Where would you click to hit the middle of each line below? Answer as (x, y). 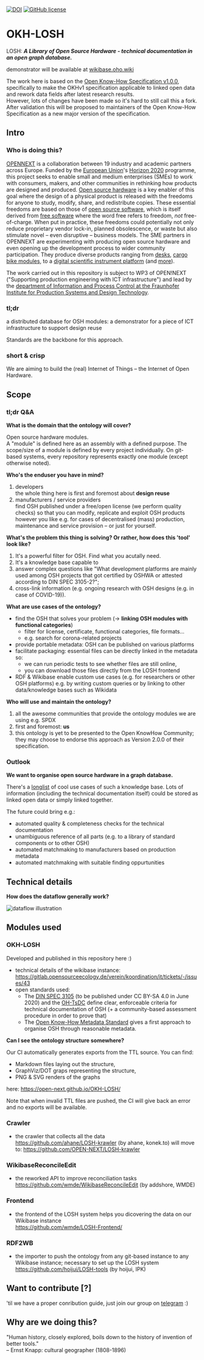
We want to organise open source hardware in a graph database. (90, 775)
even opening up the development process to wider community (86, 248)
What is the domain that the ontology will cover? (69, 425)
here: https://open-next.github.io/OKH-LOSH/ (63, 1089)
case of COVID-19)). (40, 594)
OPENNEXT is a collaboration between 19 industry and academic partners (99, 163)
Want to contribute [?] (49, 1288)
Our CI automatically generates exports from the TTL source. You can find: (100, 1052)
